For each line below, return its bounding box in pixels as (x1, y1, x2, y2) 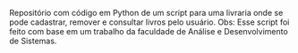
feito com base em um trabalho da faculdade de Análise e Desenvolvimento (9, 26, 288, 36)
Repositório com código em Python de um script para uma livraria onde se (9, 8, 284, 18)
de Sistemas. (9, 35, 57, 46)
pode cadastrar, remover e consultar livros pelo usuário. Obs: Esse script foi (9, 17, 290, 27)
